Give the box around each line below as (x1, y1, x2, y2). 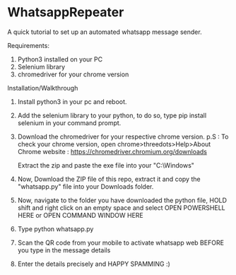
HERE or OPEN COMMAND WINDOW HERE (17, 211, 143, 219)
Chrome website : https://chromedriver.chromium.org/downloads (17, 147, 207, 156)
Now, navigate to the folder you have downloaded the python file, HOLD (17, 196, 228, 204)
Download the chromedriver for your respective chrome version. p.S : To (17, 132, 229, 141)
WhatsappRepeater (7, 4, 124, 21)
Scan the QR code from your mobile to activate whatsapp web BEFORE (17, 238, 225, 247)
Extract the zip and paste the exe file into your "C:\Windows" (17, 160, 194, 170)
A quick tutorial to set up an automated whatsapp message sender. (7, 28, 203, 36)
